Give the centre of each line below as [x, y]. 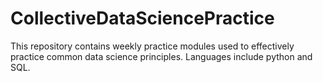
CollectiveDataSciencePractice [142, 18]
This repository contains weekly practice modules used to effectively [152, 46]
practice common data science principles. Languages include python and [161, 56]
